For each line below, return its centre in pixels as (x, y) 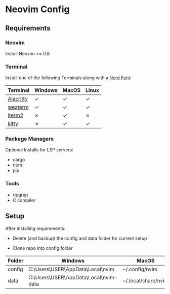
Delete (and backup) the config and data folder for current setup (80, 238)
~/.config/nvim (140, 269)
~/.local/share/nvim (145, 280)
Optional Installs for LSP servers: (39, 150)
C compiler (24, 200)
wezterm (18, 107)
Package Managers (30, 139)
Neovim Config (37, 9)
